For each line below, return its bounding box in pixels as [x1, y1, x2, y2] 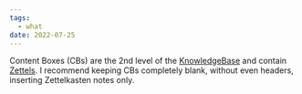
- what [17, 22, 43, 31]
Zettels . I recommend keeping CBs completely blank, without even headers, [9, 65, 294, 76]
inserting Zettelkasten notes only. [9, 75, 135, 86]
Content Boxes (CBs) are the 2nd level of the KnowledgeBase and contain [9, 56, 287, 67]
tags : [9, 13, 30, 23]
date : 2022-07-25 [9, 30, 76, 39]
